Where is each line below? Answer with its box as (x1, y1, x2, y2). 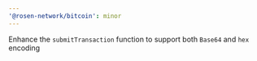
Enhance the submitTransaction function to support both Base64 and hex (8, 34, 250, 44)
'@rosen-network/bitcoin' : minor (8, 11, 122, 20)
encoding (8, 42, 41, 53)
